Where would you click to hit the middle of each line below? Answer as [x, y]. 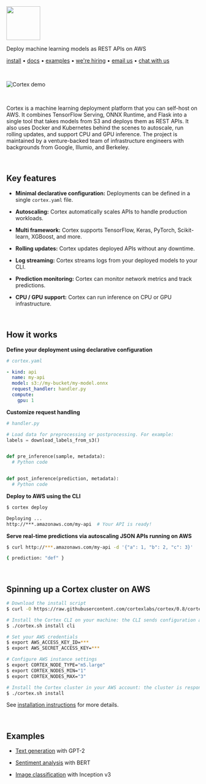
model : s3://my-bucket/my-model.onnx [60, 383]
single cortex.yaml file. [44, 199]
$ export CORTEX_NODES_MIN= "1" [46, 671]
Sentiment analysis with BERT [53, 763]
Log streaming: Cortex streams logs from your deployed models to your [106, 260]
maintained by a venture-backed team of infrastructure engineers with [95, 141]
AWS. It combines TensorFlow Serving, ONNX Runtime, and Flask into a [97, 115]
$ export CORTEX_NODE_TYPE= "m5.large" [56, 665]
